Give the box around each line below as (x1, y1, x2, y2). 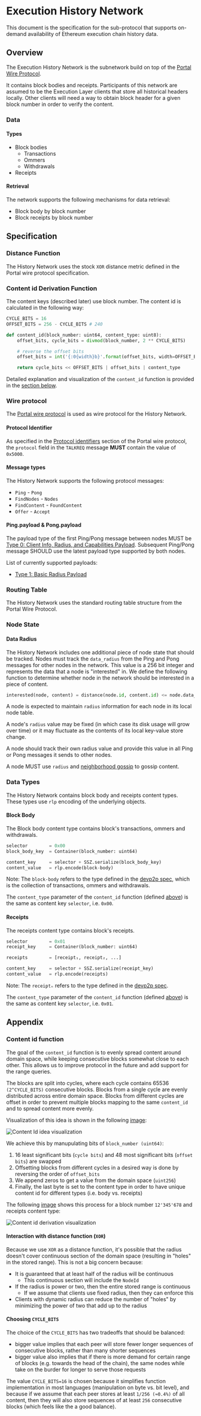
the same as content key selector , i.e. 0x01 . (6, 1000, 114, 1007)
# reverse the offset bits (17, 348, 84, 354)
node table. (6, 709, 35, 716)
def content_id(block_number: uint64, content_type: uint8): (6, 332, 162, 338)
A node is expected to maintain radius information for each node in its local (6, 703, 192, 710)
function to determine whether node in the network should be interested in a (6, 674, 194, 681)
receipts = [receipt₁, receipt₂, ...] (6, 955, 121, 961)
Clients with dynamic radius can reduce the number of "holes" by (14, 1295, 176, 1302)
